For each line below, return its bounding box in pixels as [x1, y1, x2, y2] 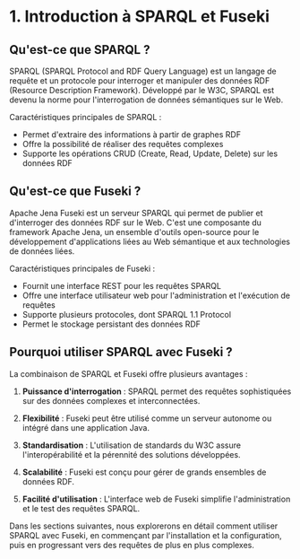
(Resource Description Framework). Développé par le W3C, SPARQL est [9, 85, 275, 95]
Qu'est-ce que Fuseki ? [9, 184, 141, 199]
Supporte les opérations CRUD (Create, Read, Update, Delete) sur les [21, 148, 279, 159]
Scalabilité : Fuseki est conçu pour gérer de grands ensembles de [21, 467, 267, 477]
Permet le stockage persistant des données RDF [21, 319, 201, 329]
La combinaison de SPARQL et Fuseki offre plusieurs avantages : [9, 368, 248, 379]
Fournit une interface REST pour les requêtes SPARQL [21, 280, 222, 291]
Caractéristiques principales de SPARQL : [9, 112, 162, 122]
